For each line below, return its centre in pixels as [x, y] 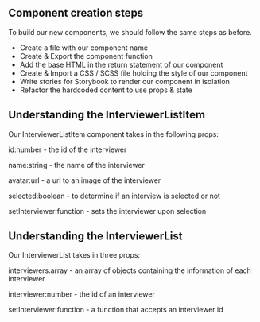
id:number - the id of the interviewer [68, 149]
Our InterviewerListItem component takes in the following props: [113, 134]
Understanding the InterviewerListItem [107, 115]
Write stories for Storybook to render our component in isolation [125, 81]
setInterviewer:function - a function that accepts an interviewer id [116, 310]
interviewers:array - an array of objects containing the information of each [130, 270]
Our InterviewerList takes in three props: [74, 255]
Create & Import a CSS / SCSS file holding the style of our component [134, 73]
